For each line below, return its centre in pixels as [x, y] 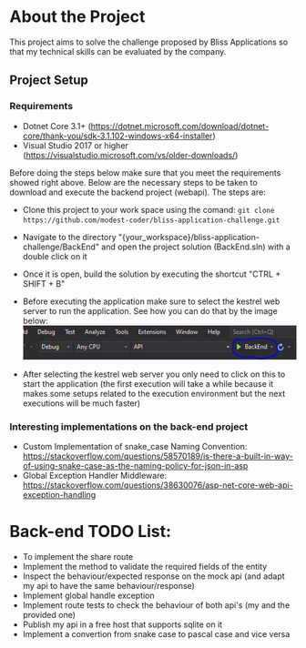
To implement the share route [78, 556]
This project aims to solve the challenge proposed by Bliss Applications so [149, 42]
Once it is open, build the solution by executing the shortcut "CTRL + [152, 274]
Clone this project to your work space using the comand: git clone [148, 209]
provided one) [49, 614]
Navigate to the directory [69, 237]
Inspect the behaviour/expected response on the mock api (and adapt [153, 576]
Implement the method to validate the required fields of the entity [145, 566]
